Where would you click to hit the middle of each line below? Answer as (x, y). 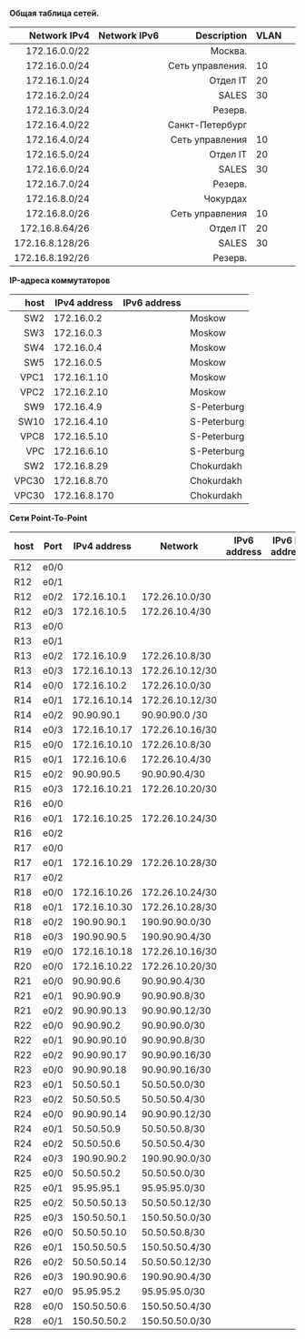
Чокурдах (226, 199)
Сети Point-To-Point (49, 518)
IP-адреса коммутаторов (60, 280)
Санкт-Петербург (207, 125)
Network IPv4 (59, 35)
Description (221, 35)
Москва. (229, 51)
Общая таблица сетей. (54, 13)
